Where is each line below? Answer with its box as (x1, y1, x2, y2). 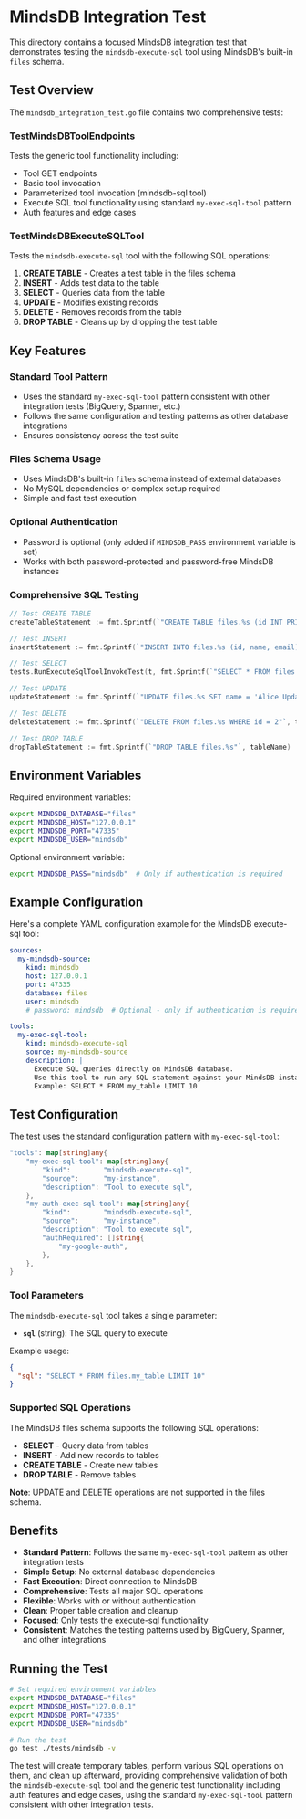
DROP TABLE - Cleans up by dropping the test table (22, 317, 218, 328)
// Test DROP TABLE (9, 733, 84, 743)
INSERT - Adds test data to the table (22, 278, 159, 289)
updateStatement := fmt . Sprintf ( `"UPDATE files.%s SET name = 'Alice (9, 692, 280, 702)
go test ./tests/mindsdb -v (9, 1744, 117, 1753)
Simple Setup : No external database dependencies (22, 1566, 216, 1577)
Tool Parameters (9, 1289, 84, 1302)
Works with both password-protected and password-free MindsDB (22, 555, 274, 567)
